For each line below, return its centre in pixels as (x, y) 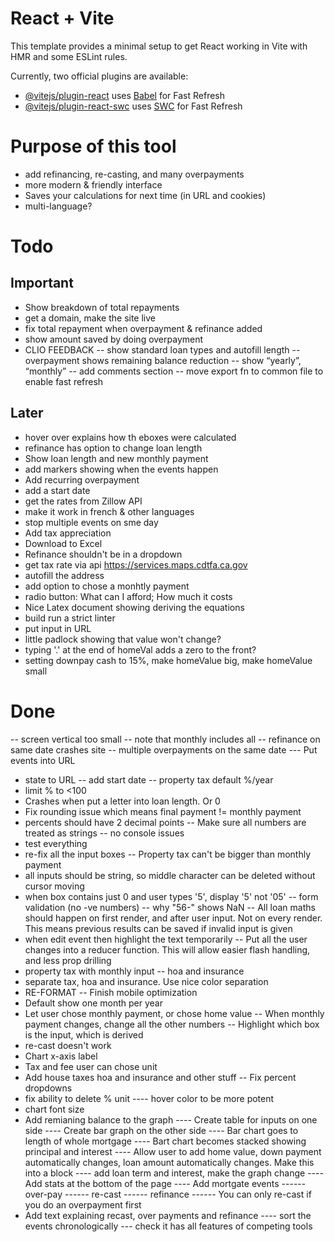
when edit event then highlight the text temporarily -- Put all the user (166, 939)
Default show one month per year (93, 1003)
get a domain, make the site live (90, 318)
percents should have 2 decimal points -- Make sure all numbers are (165, 822)
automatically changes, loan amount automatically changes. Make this (169, 1162)
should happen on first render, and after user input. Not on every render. (173, 918)
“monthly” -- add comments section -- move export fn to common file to (174, 371)
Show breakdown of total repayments (102, 307)
